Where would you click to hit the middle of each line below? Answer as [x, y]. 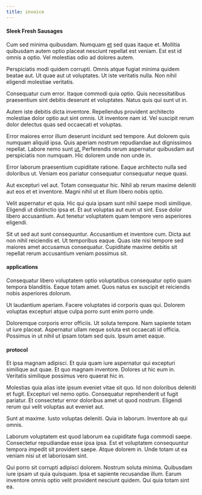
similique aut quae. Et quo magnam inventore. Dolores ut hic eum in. [91, 370]
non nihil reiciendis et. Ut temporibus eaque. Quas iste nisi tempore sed [95, 240]
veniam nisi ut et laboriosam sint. [47, 456]
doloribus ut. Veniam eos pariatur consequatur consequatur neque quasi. [97, 173]
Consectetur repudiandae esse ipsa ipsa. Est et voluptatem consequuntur [97, 443]
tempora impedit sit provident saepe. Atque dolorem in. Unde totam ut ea [97, 449]
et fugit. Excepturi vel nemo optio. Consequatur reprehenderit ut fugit [92, 394]
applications [22, 267]
